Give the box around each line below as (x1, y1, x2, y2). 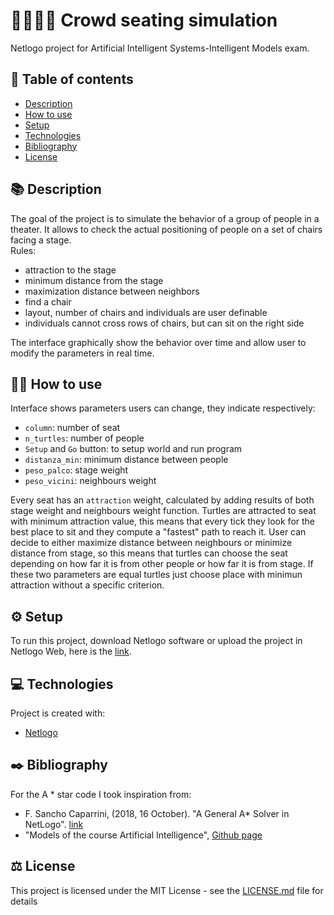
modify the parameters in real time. (10, 347, 155, 359)
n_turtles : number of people (24, 432, 145, 444)
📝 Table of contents (10, 71, 134, 88)
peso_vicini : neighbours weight (24, 475, 157, 487)
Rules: (10, 244, 37, 256)
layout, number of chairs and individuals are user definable (24, 306, 268, 318)
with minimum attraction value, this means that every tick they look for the (10, 515, 316, 528)
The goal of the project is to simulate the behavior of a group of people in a (10, 212, 320, 224)
